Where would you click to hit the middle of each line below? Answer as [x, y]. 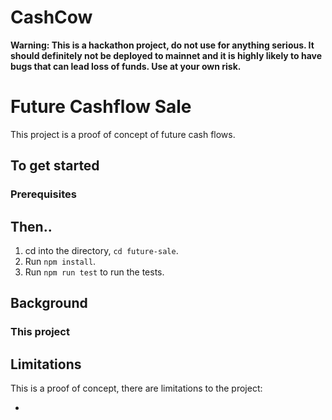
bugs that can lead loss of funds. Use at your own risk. [126, 66]
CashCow [51, 17]
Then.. [31, 226]
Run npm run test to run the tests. [94, 272]
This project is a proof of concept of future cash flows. [123, 134]
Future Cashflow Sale [101, 107]
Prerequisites [43, 194]
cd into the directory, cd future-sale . [101, 250]
